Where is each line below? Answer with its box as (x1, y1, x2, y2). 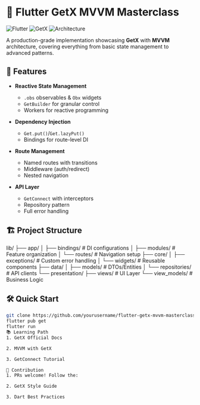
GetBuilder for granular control (23, 100, 100, 107)
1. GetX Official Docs (6, 335, 62, 341)
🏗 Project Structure (6, 226, 82, 236)
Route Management (14, 147, 65, 154)
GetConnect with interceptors (23, 195, 94, 202)
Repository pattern (23, 201, 70, 208)
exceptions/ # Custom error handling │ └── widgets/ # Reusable (6, 257, 165, 264)
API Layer (14, 183, 40, 190)
